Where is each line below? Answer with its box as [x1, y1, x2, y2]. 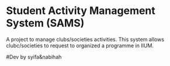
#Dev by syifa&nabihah [6, 53, 62, 60]
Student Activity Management [6, 4, 156, 18]
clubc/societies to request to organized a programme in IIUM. [6, 42, 154, 49]
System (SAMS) [6, 16, 85, 30]
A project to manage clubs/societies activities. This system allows [6, 36, 165, 43]
